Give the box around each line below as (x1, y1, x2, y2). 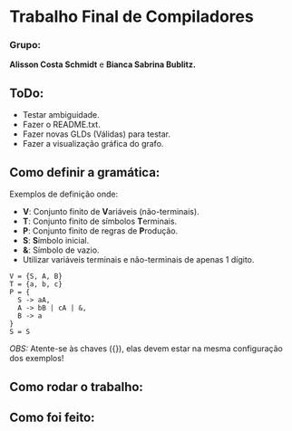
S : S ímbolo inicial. (22, 235, 90, 246)
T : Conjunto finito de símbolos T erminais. (22, 215, 178, 227)
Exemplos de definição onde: (9, 188, 119, 200)
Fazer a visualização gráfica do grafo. (22, 139, 164, 149)
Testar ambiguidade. (22, 110, 100, 120)
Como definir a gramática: (9, 165, 161, 180)
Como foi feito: (9, 409, 95, 425)
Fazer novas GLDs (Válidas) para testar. (22, 129, 170, 139)
